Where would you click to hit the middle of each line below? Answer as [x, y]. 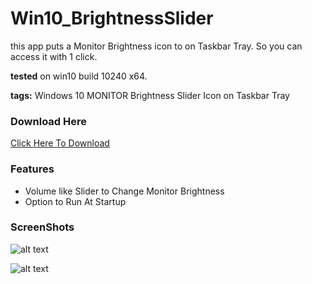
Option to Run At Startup [75, 201]
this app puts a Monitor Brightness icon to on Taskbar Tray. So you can [156, 46]
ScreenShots [42, 227]
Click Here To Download [60, 143]
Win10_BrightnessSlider [112, 18]
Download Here [49, 121]
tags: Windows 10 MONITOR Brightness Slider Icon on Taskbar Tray [150, 95]
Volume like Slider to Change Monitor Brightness [124, 191]
